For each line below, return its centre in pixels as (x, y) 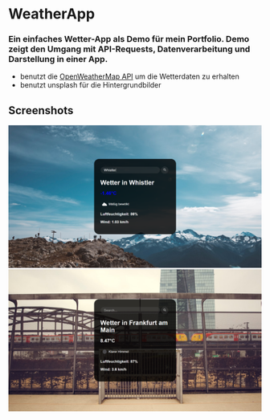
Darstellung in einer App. (58, 59)
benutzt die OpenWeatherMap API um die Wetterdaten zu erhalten (129, 76)
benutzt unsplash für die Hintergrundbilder (91, 85)
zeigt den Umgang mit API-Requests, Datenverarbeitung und (129, 49)
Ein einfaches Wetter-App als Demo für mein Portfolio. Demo (129, 39)
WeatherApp (51, 14)
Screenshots (41, 110)
